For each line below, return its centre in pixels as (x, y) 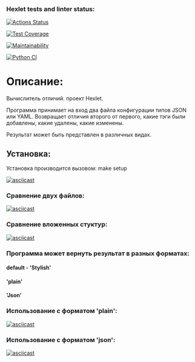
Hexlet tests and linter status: (51, 9)
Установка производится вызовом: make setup (67, 169)
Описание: (35, 82)
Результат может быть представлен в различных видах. (79, 135)
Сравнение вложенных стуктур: (57, 224)
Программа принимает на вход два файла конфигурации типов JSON (96, 110)
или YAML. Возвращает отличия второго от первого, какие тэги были (96, 117)
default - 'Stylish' (29, 268)
